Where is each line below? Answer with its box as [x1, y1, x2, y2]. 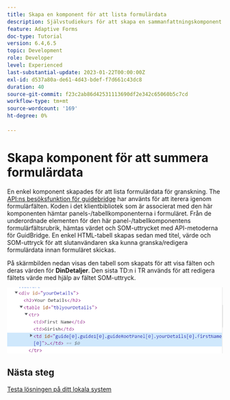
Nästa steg [7, 367, 55, 379]
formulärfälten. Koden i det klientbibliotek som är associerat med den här [7, 202, 213, 210]
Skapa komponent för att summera [7, 150, 209, 165]
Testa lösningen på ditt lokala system [7, 385, 112, 393]
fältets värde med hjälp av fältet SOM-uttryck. [7, 273, 136, 281]
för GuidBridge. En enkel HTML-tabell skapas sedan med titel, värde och [7, 231, 211, 239]
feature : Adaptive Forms [7, 25, 78, 32]
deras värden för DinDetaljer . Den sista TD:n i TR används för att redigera [7, 266, 216, 274]
